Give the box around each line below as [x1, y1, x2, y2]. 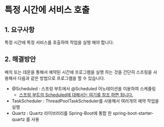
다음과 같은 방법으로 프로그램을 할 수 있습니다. [17, 75, 105, 81]
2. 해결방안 [4, 55, 36, 64]
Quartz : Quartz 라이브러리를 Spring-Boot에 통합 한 [11, 110, 112, 116]
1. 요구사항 [4, 25, 35, 34]
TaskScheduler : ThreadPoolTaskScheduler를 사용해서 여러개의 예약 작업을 [11, 98, 159, 103]
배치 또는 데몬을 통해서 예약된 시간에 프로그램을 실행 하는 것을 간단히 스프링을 [4, 69, 152, 75]
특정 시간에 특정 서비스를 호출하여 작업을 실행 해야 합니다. [4, 40, 115, 45]
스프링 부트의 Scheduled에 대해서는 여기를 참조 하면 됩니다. [19, 92, 134, 98]
